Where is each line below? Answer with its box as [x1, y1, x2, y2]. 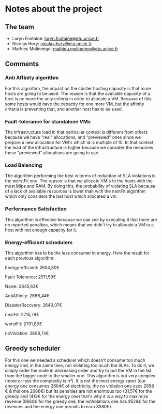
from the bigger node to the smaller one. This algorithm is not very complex [5, 372, 156, 379]
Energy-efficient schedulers [5, 239, 73, 246]
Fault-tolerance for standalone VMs [5, 118, 91, 125]
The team [5, 23, 35, 31]
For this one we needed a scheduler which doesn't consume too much [5, 357, 146, 363]
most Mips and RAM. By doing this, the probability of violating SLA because [5, 183, 156, 189]
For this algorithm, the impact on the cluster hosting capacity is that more [5, 85, 151, 91]
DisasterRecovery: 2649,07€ [5, 302, 62, 308]
